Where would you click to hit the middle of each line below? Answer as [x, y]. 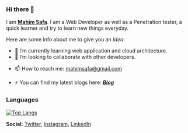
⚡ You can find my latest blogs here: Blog [64, 83]
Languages [22, 100]
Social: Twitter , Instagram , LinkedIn [49, 124]
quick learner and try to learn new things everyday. [67, 28]
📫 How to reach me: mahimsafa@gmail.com [68, 69]
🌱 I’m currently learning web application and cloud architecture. [91, 51]
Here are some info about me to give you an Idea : [66, 40]
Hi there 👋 [20, 9]
